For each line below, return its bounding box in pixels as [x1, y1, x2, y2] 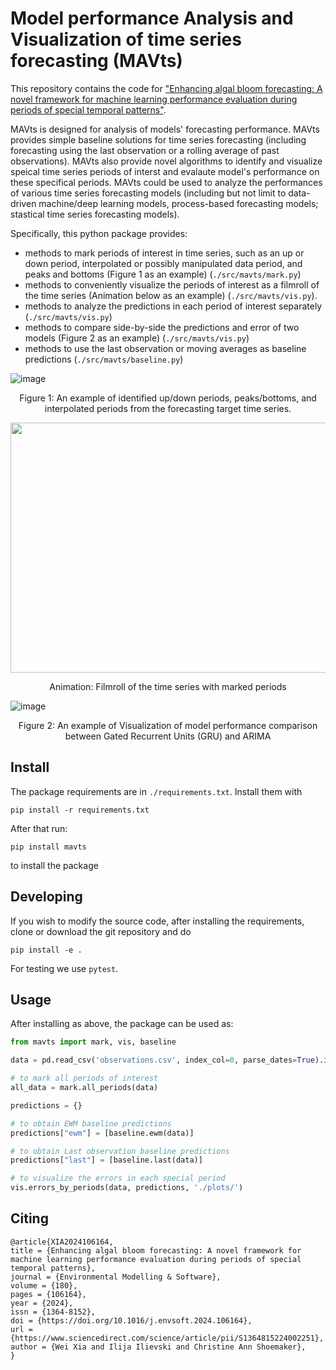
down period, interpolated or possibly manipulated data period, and [24, 257, 303, 269]
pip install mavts [10, 842, 87, 852]
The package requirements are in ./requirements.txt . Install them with [10, 785, 303, 797]
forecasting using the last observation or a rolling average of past [10, 144, 280, 156]
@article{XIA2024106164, [10, 1237, 114, 1247]
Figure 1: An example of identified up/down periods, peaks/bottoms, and [19, 392, 317, 404]
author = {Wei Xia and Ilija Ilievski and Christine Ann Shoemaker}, [10, 1342, 307, 1352]
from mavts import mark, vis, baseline [10, 1037, 177, 1047]
